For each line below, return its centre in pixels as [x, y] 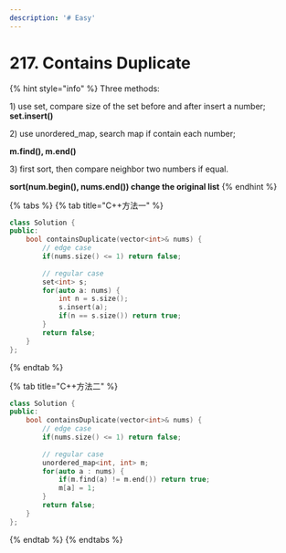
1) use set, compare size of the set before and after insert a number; [138, 106]
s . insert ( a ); [83, 308]
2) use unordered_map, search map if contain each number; [122, 133]
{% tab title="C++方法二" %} [64, 386]
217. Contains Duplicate [101, 63]
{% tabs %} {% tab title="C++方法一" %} [87, 205]
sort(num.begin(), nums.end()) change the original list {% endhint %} [143, 186]
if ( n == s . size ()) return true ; [120, 316]
